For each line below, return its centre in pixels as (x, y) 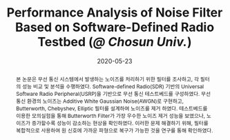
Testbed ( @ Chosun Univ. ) (115, 42)
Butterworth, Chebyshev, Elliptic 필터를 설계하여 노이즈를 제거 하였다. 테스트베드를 (112, 108)
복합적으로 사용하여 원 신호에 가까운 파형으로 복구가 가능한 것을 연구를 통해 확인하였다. (114, 130)
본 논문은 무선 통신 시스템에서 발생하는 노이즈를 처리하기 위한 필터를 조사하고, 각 (107, 79)
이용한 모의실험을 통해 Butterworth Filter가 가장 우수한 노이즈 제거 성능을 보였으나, (111, 116)
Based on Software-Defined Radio (115, 27)
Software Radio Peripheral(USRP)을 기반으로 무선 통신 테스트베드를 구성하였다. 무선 (113, 93)
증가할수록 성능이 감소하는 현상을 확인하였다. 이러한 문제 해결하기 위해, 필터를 (120, 123)
